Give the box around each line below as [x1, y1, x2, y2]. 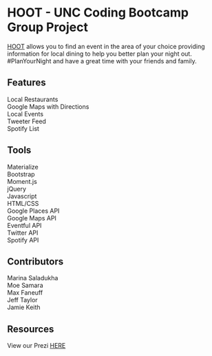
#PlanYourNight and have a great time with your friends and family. [7, 56, 198, 65]
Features [7, 77, 46, 89]
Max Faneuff [7, 289, 43, 297]
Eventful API [7, 221, 42, 229]
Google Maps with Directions [7, 102, 89, 111]
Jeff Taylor [7, 296, 38, 304]
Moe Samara [7, 281, 43, 290]
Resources [7, 323, 54, 335]
